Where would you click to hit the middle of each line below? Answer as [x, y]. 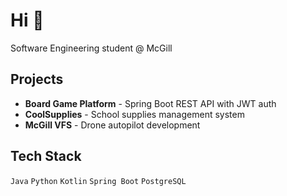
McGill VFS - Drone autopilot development [112, 125]
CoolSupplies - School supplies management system [134, 114]
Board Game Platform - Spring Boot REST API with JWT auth [150, 103]
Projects [37, 79]
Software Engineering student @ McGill [91, 48]
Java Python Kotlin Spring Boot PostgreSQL [98, 181]
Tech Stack [46, 156]
